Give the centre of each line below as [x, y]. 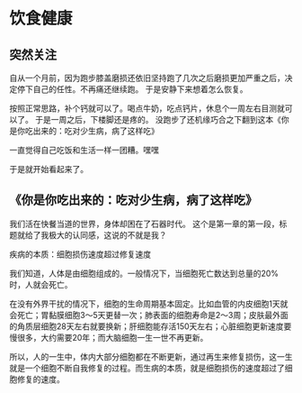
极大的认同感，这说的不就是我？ [107, 234]
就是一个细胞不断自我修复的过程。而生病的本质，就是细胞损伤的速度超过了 [147, 368]
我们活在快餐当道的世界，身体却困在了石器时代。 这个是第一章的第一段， [144, 224]
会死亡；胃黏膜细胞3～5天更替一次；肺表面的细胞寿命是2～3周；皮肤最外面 [149, 315]
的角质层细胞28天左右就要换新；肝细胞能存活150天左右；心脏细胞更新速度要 [151, 326]
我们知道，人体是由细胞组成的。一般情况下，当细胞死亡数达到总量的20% [144, 273]
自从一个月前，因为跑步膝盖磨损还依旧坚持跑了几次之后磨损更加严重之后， [147, 78]
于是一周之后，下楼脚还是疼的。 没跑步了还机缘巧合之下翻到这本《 [158, 119]
